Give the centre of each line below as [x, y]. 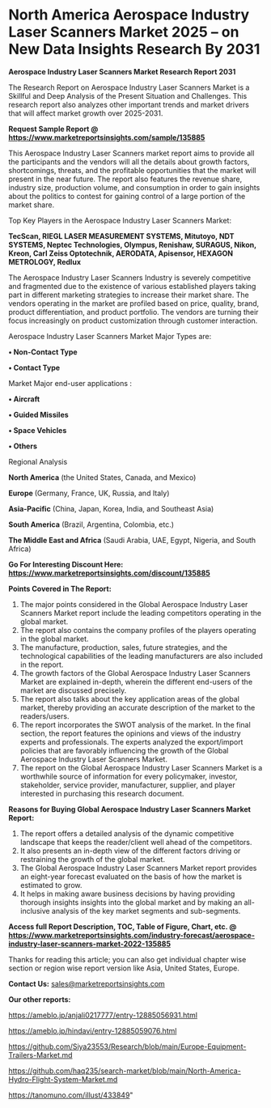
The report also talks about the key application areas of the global [130, 698]
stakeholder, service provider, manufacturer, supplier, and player [128, 785]
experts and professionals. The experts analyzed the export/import [131, 741]
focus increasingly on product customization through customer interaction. [133, 321]
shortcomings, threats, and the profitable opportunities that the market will [132, 170]
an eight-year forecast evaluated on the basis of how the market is [131, 877]
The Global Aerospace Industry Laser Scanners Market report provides [138, 868]
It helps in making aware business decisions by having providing [127, 894]
